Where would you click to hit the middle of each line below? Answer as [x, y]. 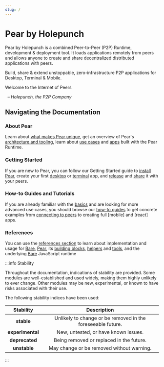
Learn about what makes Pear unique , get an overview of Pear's [70, 137]
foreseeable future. [100, 324]
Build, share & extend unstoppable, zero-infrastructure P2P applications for [81, 73]
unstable [23, 348]
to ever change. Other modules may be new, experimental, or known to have [82, 283]
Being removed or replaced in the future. [100, 340]
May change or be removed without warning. [100, 348]
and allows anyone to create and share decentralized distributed [70, 58]
